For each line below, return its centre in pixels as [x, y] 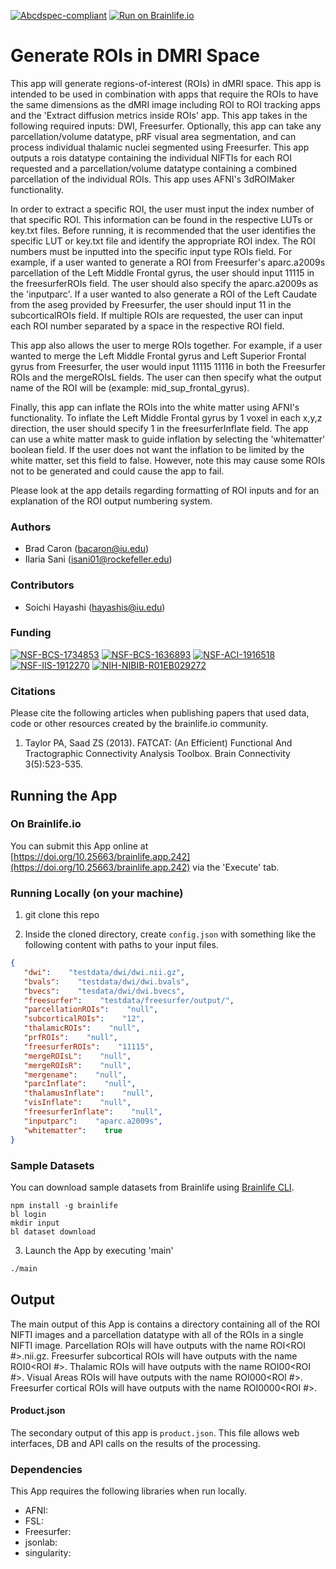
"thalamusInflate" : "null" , [89, 1093]
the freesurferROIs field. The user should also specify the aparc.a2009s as [164, 283]
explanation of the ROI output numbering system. [111, 501]
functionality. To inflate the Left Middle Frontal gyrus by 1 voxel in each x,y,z [166, 417]
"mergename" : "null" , [75, 1075]
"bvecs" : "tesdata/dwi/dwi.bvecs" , [104, 991]
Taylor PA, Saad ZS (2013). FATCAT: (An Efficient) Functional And [158, 743]
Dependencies [46, 1469]
